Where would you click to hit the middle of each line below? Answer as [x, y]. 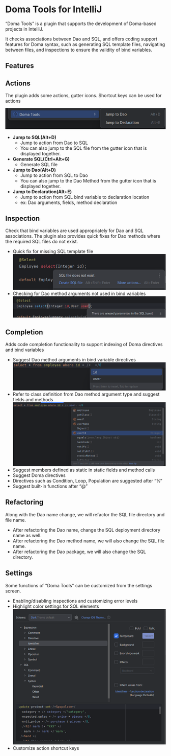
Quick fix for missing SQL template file [53, 251]
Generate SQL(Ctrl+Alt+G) [41, 159]
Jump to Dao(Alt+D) [34, 170]
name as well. [27, 535]
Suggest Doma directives [39, 475]
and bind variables [25, 350]
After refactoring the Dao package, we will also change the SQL [79, 552]
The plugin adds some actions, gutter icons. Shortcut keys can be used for [83, 96]
